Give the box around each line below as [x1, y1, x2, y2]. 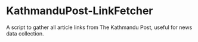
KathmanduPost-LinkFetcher [6, 4, 153, 18]
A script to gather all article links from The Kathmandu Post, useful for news [6, 24, 193, 31]
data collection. [6, 30, 44, 37]
